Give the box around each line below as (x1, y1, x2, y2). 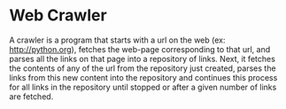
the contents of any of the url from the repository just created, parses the (9, 63, 276, 74)
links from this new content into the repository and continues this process (9, 72, 278, 82)
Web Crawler (9, 5, 108, 26)
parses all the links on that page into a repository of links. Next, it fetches (9, 53, 276, 64)
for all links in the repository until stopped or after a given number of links (9, 82, 277, 92)
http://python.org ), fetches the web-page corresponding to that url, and (9, 43, 271, 54)
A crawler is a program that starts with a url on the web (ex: (9, 35, 226, 45)
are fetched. (9, 90, 54, 102)
